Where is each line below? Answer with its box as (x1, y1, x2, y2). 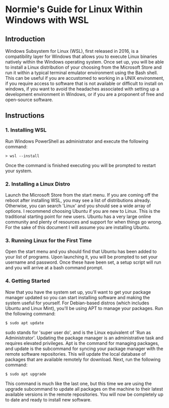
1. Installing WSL (5, 127, 47, 134)
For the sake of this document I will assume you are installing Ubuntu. (5, 224, 150, 230)
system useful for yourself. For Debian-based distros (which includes (5, 300, 149, 306)
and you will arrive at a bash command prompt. (5, 265, 104, 271)
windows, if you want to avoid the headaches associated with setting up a (5, 86, 159, 92)
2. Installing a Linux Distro (5, 180, 70, 187)
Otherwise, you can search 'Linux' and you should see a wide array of (5, 202, 151, 209)
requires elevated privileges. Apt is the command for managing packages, (5, 340, 159, 346)
